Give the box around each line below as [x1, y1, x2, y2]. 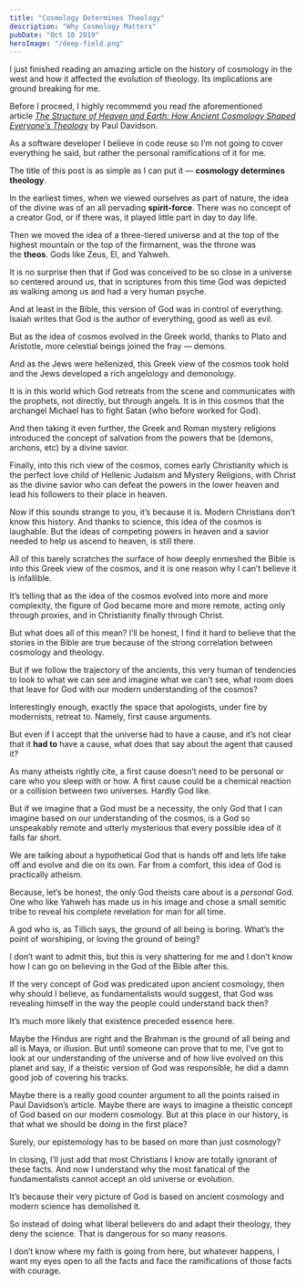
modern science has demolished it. [9, 1201, 141, 1212]
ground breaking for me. [9, 83, 101, 94]
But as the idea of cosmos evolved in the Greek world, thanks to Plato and [9, 331, 287, 342]
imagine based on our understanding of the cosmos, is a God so [9, 813, 250, 824]
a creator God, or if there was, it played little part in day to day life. [9, 212, 258, 223]
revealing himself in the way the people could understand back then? [9, 998, 269, 1009]
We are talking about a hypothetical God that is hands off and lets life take [9, 850, 287, 861]
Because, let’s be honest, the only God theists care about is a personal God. [9, 886, 294, 898]
